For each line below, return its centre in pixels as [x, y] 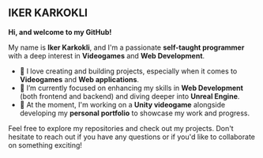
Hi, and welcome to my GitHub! [60, 32]
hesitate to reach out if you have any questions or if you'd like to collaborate [131, 137]
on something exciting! [45, 145]
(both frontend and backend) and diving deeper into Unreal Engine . [130, 96]
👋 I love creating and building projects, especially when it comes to [128, 71]
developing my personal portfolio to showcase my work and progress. [135, 113]
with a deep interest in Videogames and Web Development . [107, 55]
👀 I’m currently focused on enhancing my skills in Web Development [131, 88]
